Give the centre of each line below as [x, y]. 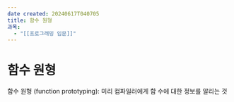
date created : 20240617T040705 [53, 14]
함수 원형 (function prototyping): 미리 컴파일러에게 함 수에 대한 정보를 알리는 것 [117, 91]
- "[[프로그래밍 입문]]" [45, 33]
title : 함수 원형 [30, 20]
